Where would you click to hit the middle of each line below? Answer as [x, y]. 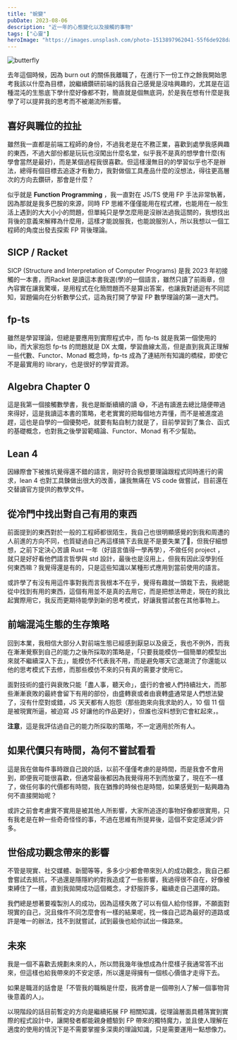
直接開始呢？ [38, 795]
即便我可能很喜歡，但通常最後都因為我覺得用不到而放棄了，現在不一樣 [121, 778]
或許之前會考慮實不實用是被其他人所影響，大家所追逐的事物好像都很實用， [115, 810]
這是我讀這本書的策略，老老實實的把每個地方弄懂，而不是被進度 [124, 414]
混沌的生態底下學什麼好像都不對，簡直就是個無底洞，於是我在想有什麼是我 [121, 93]
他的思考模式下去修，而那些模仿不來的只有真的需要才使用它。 [97, 670]
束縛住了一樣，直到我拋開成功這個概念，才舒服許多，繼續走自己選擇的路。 [115, 889]
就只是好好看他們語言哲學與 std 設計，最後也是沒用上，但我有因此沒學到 [113, 559]
